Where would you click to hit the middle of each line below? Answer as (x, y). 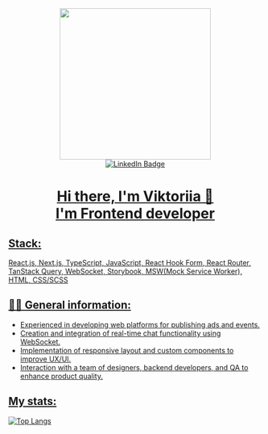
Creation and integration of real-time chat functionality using (120, 333)
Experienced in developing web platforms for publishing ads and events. (140, 324)
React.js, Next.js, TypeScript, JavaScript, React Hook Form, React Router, (130, 263)
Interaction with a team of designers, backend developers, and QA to (134, 367)
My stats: (33, 401)
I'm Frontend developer (135, 214)
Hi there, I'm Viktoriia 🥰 (135, 196)
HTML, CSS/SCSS (38, 280)
